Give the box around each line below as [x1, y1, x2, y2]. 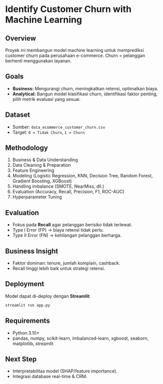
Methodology [5, 144, 48, 152]
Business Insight [5, 247, 58, 255]
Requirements [5, 317, 50, 325]
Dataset [5, 111, 30, 119]
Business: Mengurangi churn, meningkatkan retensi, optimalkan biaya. [12, 85, 158, 91]
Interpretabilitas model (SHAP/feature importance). [12, 368, 117, 374]
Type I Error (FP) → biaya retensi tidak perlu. [12, 227, 104, 233]
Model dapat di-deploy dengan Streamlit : [5, 293, 91, 299]
